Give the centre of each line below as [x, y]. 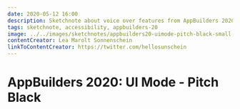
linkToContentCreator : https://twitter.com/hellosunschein [97, 47]
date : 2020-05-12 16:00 [43, 14]
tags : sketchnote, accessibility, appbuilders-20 [83, 27]
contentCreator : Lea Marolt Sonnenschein [70, 41]
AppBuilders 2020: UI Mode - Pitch [113, 82]
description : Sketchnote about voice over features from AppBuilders [113, 21]
